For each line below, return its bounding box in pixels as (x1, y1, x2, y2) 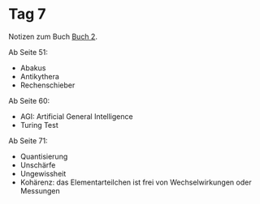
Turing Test (19, 120, 58, 130)
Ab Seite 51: (8, 47, 49, 57)
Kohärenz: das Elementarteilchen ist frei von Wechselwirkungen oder (19, 177, 252, 187)
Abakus (19, 62, 46, 73)
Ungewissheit (19, 168, 67, 178)
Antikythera (19, 71, 59, 81)
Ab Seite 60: (8, 96, 50, 105)
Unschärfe (19, 159, 56, 170)
